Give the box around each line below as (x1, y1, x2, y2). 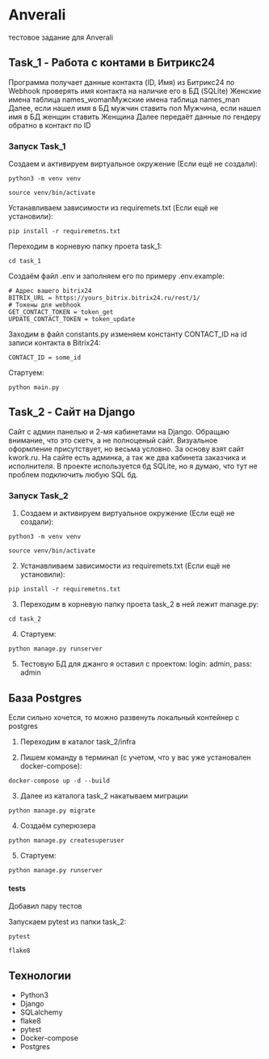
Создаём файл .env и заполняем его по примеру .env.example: (8, 271, 225, 281)
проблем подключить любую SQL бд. (8, 469, 139, 479)
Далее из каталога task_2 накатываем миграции (19, 790, 188, 800)
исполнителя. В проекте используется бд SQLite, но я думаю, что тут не (8, 461, 258, 471)
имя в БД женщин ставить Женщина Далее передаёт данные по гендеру (8, 112, 261, 121)
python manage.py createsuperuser (8, 836, 125, 845)
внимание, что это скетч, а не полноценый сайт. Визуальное (8, 435, 218, 445)
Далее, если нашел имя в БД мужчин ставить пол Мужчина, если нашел (8, 103, 261, 112)
